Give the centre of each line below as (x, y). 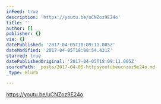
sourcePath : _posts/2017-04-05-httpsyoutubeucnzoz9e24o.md (81, 67)
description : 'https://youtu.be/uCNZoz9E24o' (63, 17)
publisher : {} (24, 34)
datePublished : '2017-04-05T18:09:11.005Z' (61, 45)
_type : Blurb (22, 73)
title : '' (18, 23)
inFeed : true (22, 12)
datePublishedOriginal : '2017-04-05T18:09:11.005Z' (71, 61)
